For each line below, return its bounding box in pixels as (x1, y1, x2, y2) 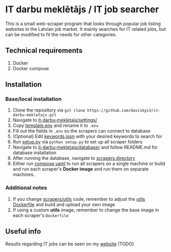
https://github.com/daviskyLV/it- (87, 108, 161, 113)
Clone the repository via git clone (12, 107, 85, 113)
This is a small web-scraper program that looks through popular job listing (5, 20, 161, 27)
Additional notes (5, 184, 47, 192)
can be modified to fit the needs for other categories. (5, 31, 117, 37)
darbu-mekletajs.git (12, 113, 57, 118)
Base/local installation (5, 96, 62, 103)
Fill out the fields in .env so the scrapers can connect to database (12, 128, 151, 134)
